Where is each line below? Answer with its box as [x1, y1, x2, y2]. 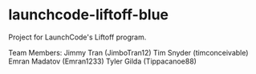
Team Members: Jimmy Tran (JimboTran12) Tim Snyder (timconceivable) [8, 47, 249, 57]
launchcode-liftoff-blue [8, 6, 169, 24]
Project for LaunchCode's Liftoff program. [8, 32, 147, 42]
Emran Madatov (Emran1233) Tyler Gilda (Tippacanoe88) [8, 56, 197, 66]
